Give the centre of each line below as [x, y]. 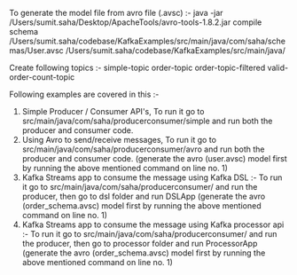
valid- [278, 67]
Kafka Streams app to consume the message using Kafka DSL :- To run [152, 177]
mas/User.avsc [36, 51]
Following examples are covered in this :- [84, 94]
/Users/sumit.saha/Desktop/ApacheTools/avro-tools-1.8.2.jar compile [136, 22]
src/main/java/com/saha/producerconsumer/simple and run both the [147, 121]
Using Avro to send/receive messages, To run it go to [119, 140]
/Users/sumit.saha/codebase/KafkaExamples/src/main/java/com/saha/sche [148, 41]
